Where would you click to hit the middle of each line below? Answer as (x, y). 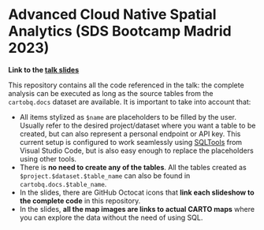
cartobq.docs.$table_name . (63, 184)
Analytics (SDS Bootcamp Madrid (120, 31)
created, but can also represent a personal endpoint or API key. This (130, 134)
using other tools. (48, 158)
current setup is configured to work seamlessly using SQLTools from (131, 142)
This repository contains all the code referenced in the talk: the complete (126, 85)
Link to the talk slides (44, 69)
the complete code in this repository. (80, 200)
